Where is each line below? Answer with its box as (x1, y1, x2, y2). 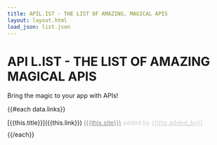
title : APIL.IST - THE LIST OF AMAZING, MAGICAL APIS (7, 10, 169, 18)
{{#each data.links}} (7, 105, 66, 113)
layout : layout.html (7, 17, 68, 24)
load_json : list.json (7, 23, 71, 30)
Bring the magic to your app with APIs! (7, 92, 119, 100)
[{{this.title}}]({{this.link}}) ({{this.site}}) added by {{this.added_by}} (7, 118, 204, 127)
